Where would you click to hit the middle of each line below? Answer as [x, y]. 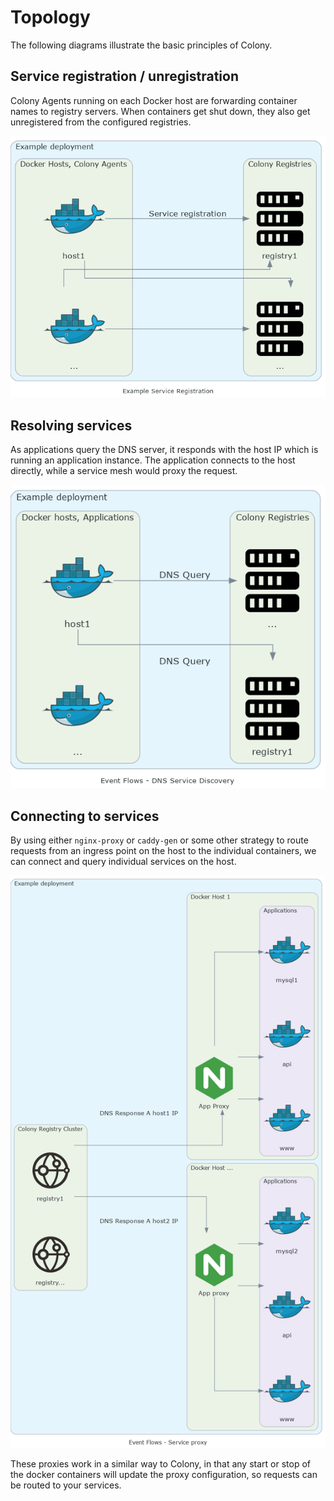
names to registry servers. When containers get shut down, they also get [160, 111]
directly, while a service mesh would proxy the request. [124, 471]
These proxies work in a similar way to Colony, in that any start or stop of [160, 1464]
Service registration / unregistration [125, 76]
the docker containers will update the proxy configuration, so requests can [164, 1475]
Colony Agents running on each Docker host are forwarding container [154, 100]
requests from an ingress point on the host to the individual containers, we [163, 851]
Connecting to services [85, 816]
